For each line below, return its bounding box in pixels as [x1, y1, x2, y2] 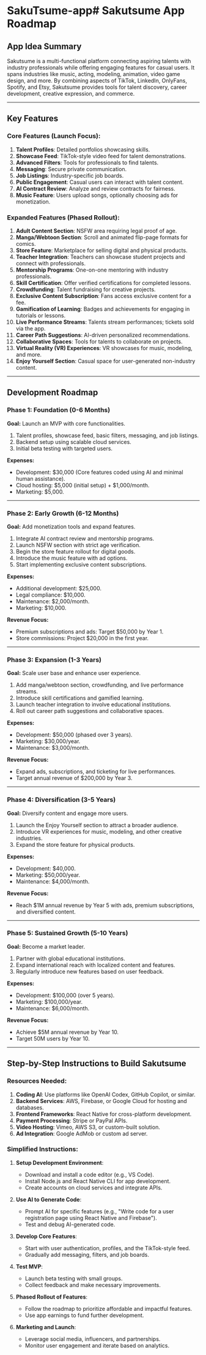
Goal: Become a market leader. [7, 942, 86, 950]
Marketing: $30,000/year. [15, 738, 81, 745]
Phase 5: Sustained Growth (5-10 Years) [7, 929, 128, 937]
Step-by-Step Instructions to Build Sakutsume [7, 1058, 186, 1069]
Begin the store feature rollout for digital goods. [15, 548, 136, 555]
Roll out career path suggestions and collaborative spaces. [15, 708, 164, 715]
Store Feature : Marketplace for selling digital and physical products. [15, 246, 188, 254]
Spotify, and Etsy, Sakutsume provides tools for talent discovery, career [7, 83, 187, 91]
